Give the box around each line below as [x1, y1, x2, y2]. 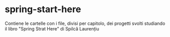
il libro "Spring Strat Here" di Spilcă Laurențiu [5, 25, 100, 31]
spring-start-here [5, 4, 81, 15]
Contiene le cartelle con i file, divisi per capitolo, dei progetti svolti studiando [5, 20, 165, 26]
